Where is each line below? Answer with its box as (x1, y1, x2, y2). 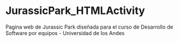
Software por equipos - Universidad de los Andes (5, 29, 125, 36)
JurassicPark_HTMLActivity (5, 4, 146, 17)
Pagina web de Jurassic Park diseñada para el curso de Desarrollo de (5, 23, 174, 30)
